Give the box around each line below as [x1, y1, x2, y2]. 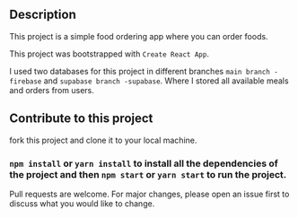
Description [9, 7, 76, 22]
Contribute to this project [9, 111, 153, 126]
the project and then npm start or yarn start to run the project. [9, 168, 287, 180]
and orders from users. [9, 84, 94, 95]
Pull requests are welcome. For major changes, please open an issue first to [9, 188, 290, 199]
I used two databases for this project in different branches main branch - [9, 65, 278, 76]
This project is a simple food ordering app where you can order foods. [9, 31, 268, 41]
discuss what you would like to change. [9, 197, 155, 209]
